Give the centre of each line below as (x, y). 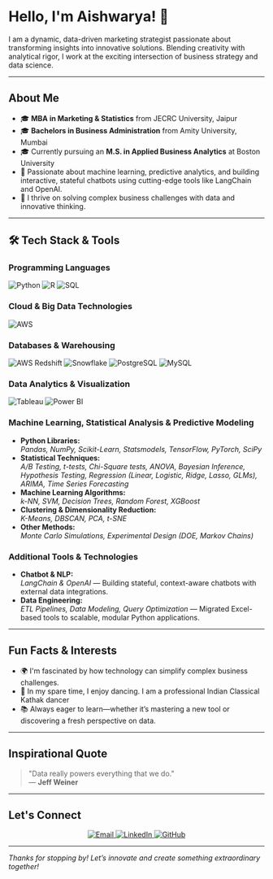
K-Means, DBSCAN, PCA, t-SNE (74, 518)
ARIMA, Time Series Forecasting (74, 484)
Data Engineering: (51, 600)
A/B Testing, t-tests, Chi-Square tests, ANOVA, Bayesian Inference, (133, 466)
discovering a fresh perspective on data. (88, 720)
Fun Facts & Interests (63, 651)
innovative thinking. (53, 206)
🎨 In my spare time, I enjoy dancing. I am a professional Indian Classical (140, 691)
